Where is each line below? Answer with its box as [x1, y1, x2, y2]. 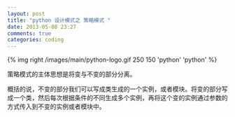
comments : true [7, 29, 52, 37]
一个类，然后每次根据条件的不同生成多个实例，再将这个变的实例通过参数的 [13, 94, 228, 102]
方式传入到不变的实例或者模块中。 [7, 102, 106, 111]
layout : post [7, 10, 45, 18]
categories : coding [7, 36, 64, 43]
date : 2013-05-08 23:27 [7, 23, 77, 30]
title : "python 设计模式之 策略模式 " [7, 17, 111, 24]
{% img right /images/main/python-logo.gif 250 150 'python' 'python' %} [7, 55, 218, 64]
